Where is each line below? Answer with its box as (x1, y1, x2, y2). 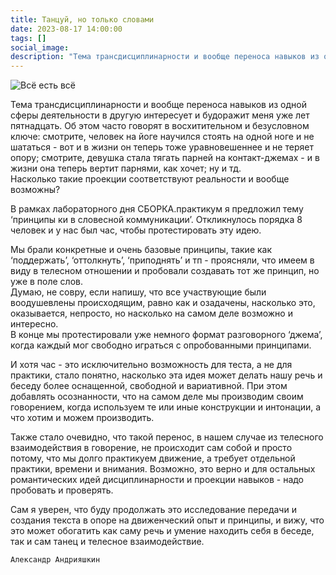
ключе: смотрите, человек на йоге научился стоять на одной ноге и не (10, 131, 315, 143)
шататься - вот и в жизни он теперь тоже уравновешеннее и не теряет (10, 141, 314, 153)
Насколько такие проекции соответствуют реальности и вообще (10, 173, 290, 185)
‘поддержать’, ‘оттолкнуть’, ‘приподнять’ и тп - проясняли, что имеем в (10, 254, 315, 266)
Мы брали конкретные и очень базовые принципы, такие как (10, 244, 273, 256)
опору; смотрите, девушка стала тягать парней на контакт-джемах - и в (10, 152, 320, 164)
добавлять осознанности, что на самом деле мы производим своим (10, 391, 304, 403)
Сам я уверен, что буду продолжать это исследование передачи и (10, 504, 297, 516)
